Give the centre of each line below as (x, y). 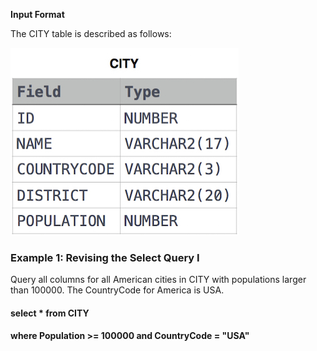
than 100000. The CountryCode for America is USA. (117, 290)
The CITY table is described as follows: (91, 33)
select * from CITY (50, 313)
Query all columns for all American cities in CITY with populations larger (158, 280)
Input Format (37, 14)
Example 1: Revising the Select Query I (105, 257)
